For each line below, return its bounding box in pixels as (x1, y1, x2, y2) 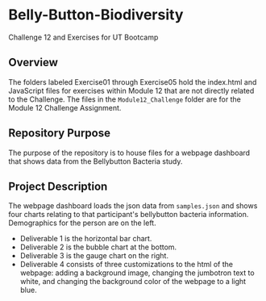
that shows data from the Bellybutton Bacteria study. (8, 156, 183, 166)
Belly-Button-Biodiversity (8, 6, 184, 24)
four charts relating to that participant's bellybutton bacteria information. (8, 210, 249, 219)
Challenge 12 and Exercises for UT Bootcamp (8, 32, 159, 42)
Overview (8, 56, 59, 69)
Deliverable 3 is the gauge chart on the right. (19, 251, 169, 261)
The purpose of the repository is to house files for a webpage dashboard (8, 148, 251, 157)
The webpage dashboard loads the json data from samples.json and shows (8, 201, 258, 211)
